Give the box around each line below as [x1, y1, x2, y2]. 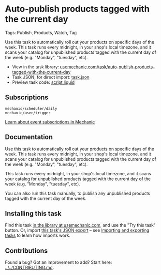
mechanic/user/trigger [5, 110, 51, 115]
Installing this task [5, 209, 62, 217]
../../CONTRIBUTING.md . [5, 265, 54, 271]
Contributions [5, 246, 48, 255]
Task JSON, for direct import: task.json [12, 74, 89, 80]
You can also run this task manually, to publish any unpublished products [5, 190, 150, 196]
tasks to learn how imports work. [5, 232, 71, 238]
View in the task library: [12, 64, 59, 70]
